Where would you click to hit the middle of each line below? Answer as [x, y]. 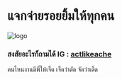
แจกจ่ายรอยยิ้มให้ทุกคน [61, 16]
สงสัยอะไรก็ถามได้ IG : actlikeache [60, 54]
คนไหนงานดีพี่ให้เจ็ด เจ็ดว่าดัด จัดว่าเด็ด [52, 69]
